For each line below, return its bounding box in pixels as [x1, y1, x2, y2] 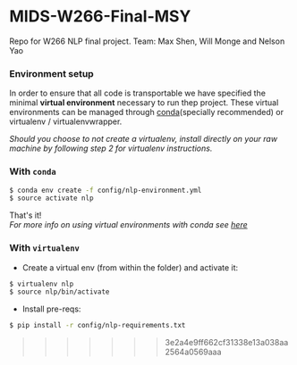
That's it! [9, 210, 42, 220]
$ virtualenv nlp [9, 279, 74, 288]
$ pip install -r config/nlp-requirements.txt [9, 321, 186, 330]
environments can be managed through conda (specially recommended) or [9, 107, 284, 118]
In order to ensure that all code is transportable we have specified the [9, 87, 267, 99]
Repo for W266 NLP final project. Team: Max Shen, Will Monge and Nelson [9, 36, 285, 46]
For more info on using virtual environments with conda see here [9, 220, 248, 230]
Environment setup [9, 67, 94, 79]
